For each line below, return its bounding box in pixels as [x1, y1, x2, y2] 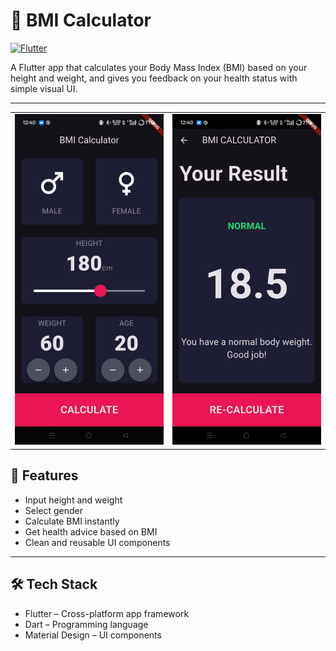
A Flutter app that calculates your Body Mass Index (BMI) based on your [10, 61, 308, 73]
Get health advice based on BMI [24, 525, 158, 538]
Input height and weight [24, 494, 123, 506]
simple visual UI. [10, 82, 78, 94]
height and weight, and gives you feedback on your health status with [10, 72, 298, 84]
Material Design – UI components [24, 629, 162, 641]
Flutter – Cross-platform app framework [24, 607, 190, 619]
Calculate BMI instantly [24, 515, 120, 527]
